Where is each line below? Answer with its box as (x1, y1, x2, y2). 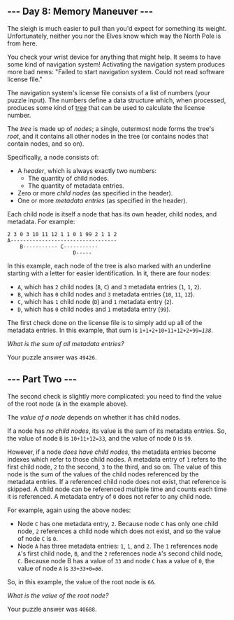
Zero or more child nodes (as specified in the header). (17, 188, 173, 197)
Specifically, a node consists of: (7, 153, 99, 161)
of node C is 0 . (17, 534, 58, 542)
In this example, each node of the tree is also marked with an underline (7, 261, 212, 270)
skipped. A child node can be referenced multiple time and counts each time (7, 485, 227, 493)
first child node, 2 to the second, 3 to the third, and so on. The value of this (7, 462, 221, 471)
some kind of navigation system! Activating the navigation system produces (7, 60, 226, 69)
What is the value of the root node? (7, 591, 109, 600)
